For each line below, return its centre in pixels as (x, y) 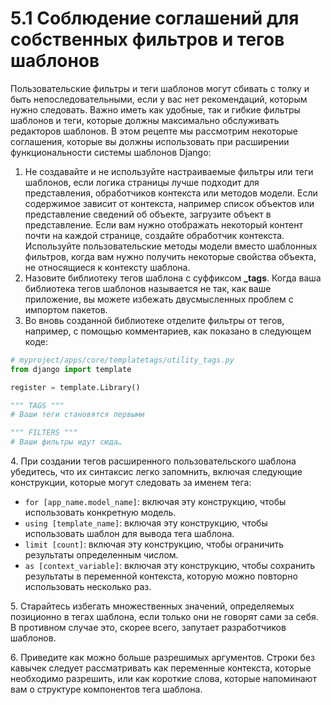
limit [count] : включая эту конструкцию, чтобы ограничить (154, 544)
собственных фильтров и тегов (147, 39)
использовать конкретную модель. (100, 513)
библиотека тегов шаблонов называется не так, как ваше (148, 288)
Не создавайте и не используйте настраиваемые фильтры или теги (169, 171)
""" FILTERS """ (44, 433)
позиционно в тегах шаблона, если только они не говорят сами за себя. (164, 617)
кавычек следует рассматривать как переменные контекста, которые (161, 668)
